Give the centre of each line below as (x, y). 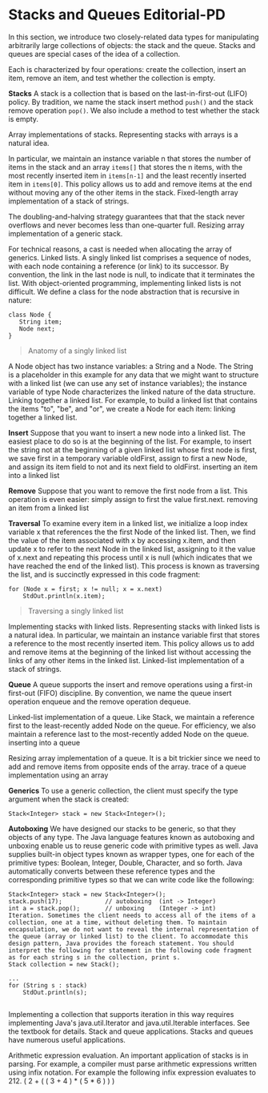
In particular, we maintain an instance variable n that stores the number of (130, 159)
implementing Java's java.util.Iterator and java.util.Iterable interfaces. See (129, 1023)
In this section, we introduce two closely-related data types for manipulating (134, 37)
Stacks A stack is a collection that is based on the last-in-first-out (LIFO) (128, 93)
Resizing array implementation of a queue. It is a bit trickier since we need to (134, 757)
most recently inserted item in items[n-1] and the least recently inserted (127, 175)
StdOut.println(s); (55, 992)
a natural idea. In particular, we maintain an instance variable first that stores (134, 635)
